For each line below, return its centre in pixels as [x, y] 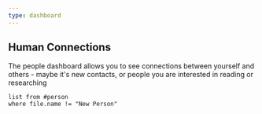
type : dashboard [35, 15]
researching [28, 83]
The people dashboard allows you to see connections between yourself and [131, 66]
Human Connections [60, 48]
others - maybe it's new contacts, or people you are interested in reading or [131, 75]
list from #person [38, 97]
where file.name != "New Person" [63, 104]
